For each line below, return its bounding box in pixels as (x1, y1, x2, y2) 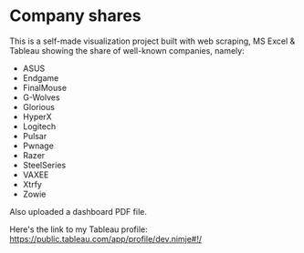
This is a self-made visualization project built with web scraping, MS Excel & (9, 35, 296, 46)
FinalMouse (22, 82, 67, 93)
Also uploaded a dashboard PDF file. (9, 206, 148, 217)
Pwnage (22, 140, 55, 151)
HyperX (22, 111, 52, 122)
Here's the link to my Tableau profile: (9, 224, 148, 235)
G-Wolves (22, 92, 61, 103)
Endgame (22, 72, 59, 83)
